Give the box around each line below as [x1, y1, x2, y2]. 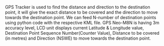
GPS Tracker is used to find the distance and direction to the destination [5, 4, 150, 10]
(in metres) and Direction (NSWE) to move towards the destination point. [5, 35, 151, 41]
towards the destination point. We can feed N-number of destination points [5, 15, 157, 20]
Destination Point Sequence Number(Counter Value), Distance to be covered [5, 30, 160, 36]
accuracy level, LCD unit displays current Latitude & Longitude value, [5, 25, 144, 31]
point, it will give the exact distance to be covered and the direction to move [5, 9, 158, 15]
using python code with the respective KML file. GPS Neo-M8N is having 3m [5, 20, 160, 25]
